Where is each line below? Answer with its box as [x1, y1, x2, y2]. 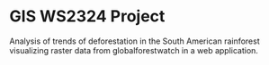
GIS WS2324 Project [9, 6, 166, 27]
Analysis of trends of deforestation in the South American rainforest [9, 36, 261, 46]
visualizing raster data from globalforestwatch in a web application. [9, 45, 259, 55]
